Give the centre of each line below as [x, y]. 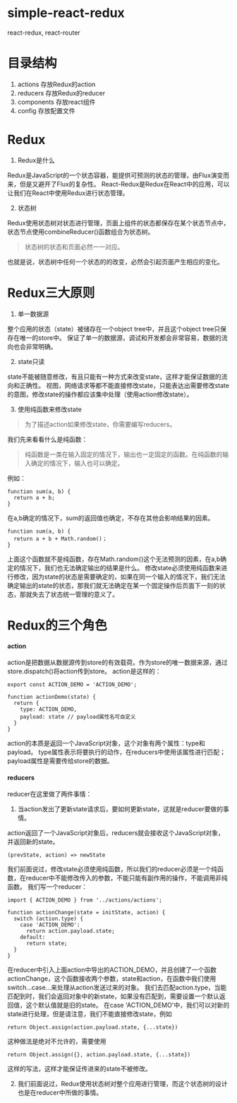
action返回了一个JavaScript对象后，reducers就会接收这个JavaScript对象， [116, 833]
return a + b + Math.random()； [61, 538]
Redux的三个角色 [57, 625]
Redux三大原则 [51, 293]
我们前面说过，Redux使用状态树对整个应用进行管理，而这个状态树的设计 [122, 1084]
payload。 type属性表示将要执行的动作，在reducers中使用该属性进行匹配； [116, 752]
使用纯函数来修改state [50, 409]
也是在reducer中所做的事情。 [60, 1092]
